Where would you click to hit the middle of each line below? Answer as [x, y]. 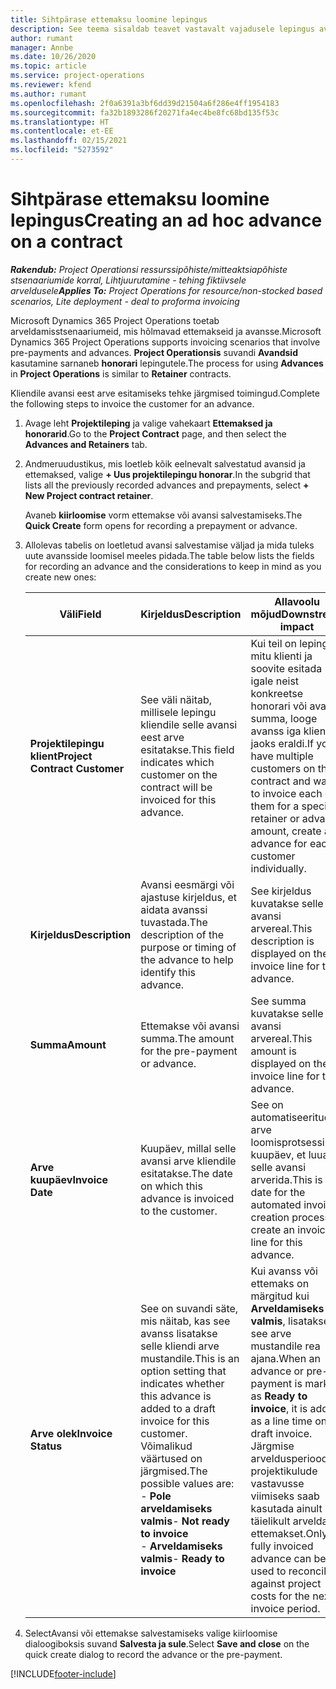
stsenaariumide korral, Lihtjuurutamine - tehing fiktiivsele [128, 280]
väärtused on [171, 1458]
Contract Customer [77, 768]
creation [270, 1217]
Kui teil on [273, 643]
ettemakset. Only [289, 1533]
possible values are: [187, 1483]
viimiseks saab [285, 1496]
